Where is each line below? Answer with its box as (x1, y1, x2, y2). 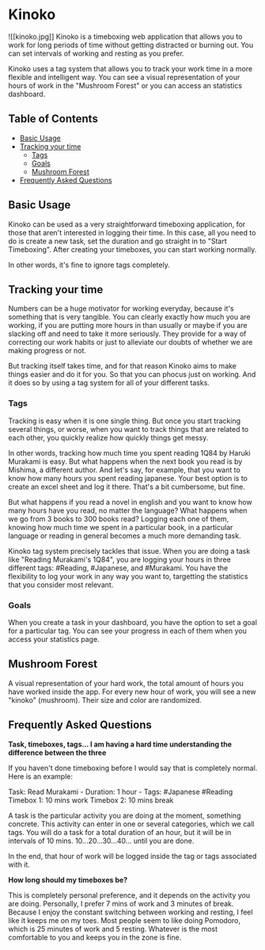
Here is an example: (8, 771, 74, 781)
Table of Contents (8, 113, 99, 126)
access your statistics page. (8, 634, 100, 643)
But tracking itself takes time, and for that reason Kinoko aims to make (8, 361, 237, 371)
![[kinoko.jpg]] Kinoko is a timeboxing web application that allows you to (8, 32, 243, 41)
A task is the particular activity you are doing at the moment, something (8, 811, 241, 820)
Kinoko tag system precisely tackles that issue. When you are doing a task (8, 546, 251, 555)
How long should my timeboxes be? (8, 875, 128, 884)
